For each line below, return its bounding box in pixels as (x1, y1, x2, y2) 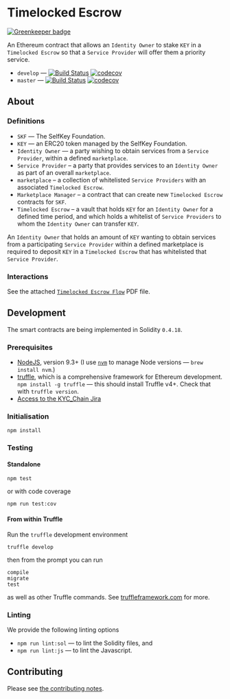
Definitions (7, 117, 45, 126)
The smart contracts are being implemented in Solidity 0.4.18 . (7, 325, 183, 333)
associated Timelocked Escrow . (16, 183, 104, 191)
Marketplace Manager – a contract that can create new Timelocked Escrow (16, 190, 223, 198)
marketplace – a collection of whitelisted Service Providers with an (16, 176, 207, 184)
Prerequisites (7, 342, 53, 352)
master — (16, 75, 44, 84)
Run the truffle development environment (7, 530, 128, 538)
